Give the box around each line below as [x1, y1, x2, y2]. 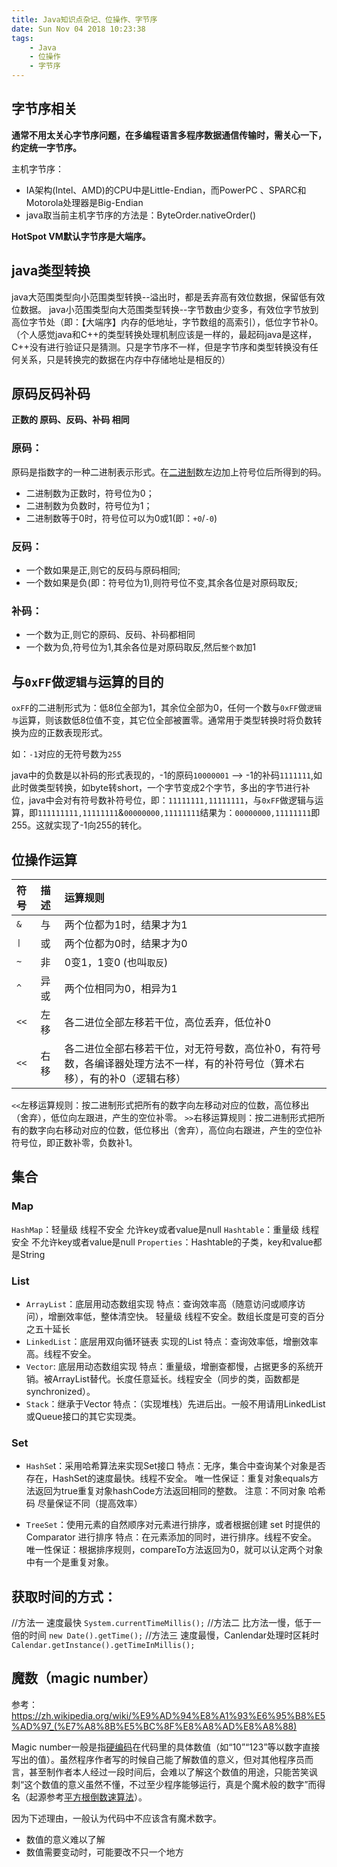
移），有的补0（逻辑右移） [64, 1071, 187, 1085]
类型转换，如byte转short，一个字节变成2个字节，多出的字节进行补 [37, 782, 311, 794]
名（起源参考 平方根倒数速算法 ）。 [11, 1791, 148, 1803]
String [19, 1248, 46, 1260]
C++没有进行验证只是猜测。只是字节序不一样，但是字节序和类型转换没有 [11, 341, 310, 353]
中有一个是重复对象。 [25, 1556, 114, 1568]
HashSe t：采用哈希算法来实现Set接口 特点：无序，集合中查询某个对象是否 [25, 1460, 326, 1472]
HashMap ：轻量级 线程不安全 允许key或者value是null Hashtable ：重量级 [11, 1223, 300, 1235]
